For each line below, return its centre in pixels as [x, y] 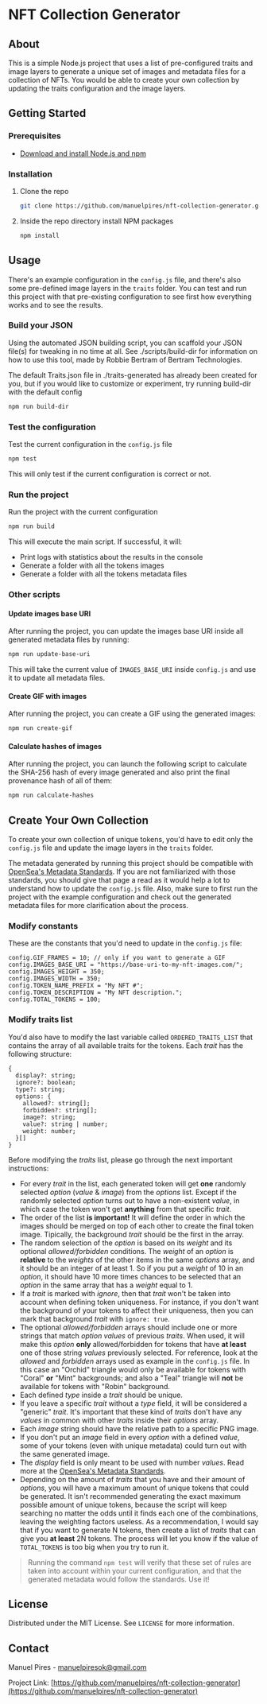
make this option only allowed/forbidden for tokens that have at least [133, 1344]
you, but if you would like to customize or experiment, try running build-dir [130, 383]
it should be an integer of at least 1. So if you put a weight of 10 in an [132, 1268]
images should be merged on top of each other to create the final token [137, 1225]
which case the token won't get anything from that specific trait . [126, 1209]
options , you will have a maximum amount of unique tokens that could [134, 1488]
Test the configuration [52, 427]
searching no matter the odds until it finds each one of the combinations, [139, 1513]
